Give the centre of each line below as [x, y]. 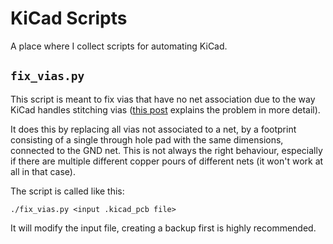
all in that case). [43, 171]
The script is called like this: [67, 191]
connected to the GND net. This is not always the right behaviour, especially [166, 150]
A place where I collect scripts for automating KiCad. [119, 46]
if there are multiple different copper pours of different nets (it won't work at [167, 161]
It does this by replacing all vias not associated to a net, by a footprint [153, 129]
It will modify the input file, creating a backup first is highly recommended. [163, 228]
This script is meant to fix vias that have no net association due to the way [163, 99]
